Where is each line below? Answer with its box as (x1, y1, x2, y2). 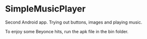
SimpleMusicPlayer (5, 3, 86, 14)
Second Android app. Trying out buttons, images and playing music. (5, 19, 143, 25)
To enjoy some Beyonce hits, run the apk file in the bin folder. (5, 28, 129, 34)
